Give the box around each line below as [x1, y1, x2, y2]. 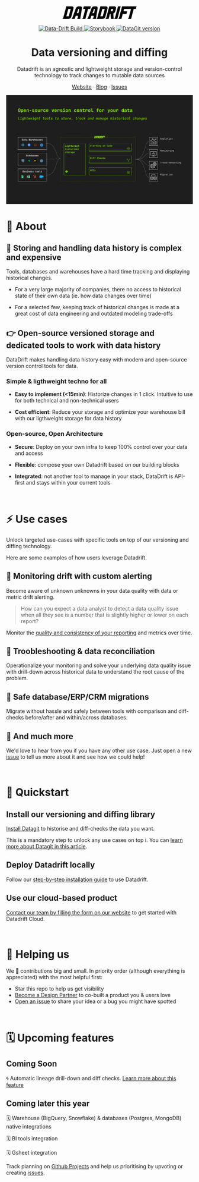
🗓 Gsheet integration [6, 1149, 57, 1156]
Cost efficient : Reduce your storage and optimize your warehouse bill [14, 408, 185, 416]
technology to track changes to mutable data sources [34, 71, 165, 78]
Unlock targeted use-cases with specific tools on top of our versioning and [6, 536, 189, 543]
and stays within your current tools [25, 479, 111, 486]
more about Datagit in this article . [6, 843, 88, 850]
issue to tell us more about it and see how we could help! [6, 753, 145, 760]
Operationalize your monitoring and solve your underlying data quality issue [6, 662, 191, 669]
